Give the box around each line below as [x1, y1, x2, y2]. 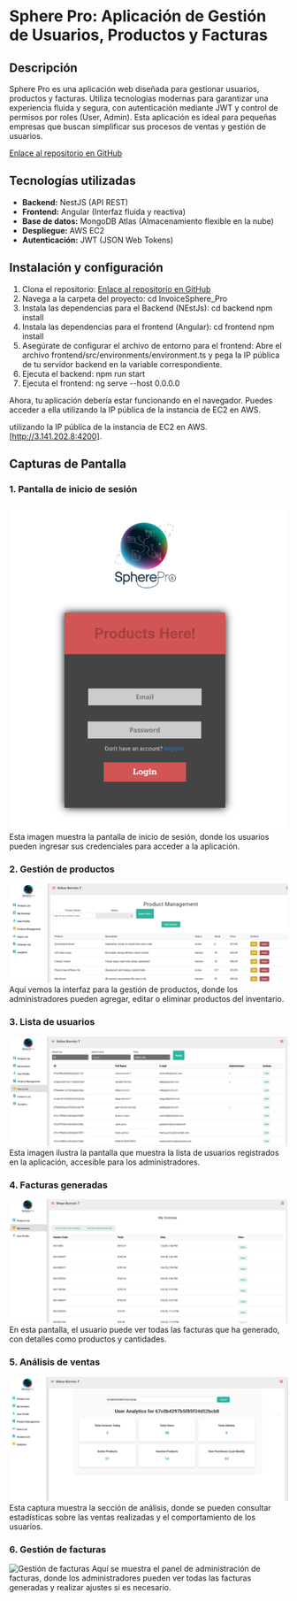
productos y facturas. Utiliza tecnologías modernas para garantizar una [9, 93, 269, 104]
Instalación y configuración [9, 260, 164, 275]
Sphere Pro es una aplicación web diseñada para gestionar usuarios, [9, 84, 260, 94]
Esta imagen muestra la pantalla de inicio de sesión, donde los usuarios [9, 831, 270, 842]
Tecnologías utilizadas [9, 173, 136, 189]
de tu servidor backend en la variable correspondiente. [21, 358, 223, 369]
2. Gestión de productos [9, 863, 115, 875]
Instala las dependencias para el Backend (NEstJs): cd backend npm [21, 303, 273, 313]
